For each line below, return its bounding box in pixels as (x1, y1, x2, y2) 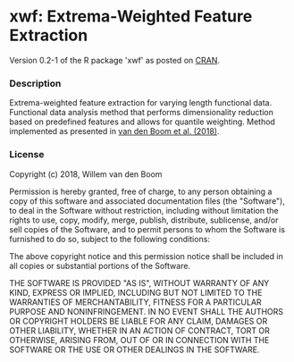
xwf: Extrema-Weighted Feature (9, 6, 253, 27)
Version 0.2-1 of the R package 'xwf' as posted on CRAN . (9, 55, 221, 65)
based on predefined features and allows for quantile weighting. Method (9, 116, 275, 127)
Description (9, 77, 62, 89)
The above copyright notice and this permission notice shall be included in (9, 250, 283, 261)
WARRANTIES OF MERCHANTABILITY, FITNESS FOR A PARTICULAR (9, 297, 262, 307)
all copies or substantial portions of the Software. (9, 260, 190, 271)
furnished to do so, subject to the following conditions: (9, 233, 210, 244)
